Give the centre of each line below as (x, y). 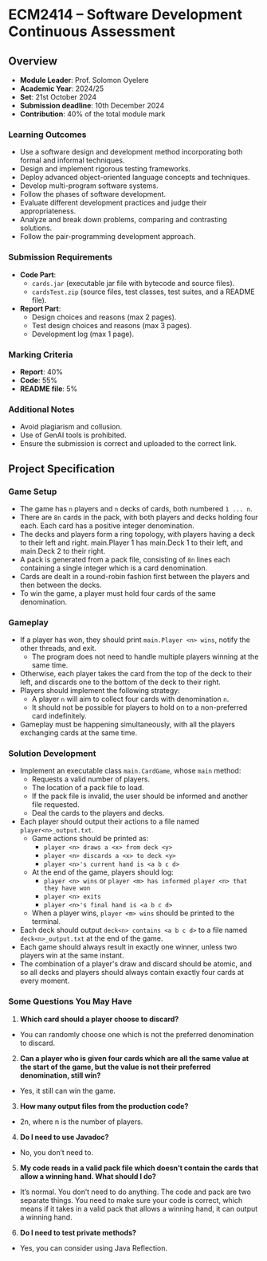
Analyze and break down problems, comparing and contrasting (123, 220)
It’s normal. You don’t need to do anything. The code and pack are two (135, 1192)
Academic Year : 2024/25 (62, 88)
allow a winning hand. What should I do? (88, 1176)
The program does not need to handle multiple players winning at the (145, 657)
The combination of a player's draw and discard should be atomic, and (136, 964)
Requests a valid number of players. (90, 779)
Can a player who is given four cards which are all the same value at (134, 1058)
